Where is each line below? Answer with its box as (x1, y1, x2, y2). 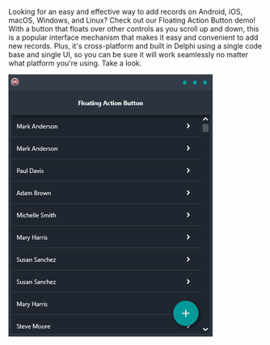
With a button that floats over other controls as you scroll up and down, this (8, 24, 259, 33)
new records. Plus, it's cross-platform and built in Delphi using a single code (8, 41, 263, 51)
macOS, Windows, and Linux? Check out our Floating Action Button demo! (8, 15, 256, 25)
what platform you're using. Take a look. (8, 58, 142, 68)
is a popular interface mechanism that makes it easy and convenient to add (8, 32, 259, 42)
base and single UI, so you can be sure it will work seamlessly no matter (8, 50, 249, 59)
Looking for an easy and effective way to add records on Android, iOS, (8, 7, 243, 16)
